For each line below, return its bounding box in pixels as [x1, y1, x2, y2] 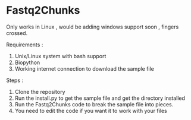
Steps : [6, 77, 24, 84]
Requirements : [6, 41, 43, 48]
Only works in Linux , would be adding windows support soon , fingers [6, 23, 179, 30]
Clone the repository [14, 88, 65, 95]
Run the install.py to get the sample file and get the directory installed [14, 94, 186, 102]
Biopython [14, 59, 40, 66]
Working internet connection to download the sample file [14, 65, 155, 72]
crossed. [6, 29, 28, 36]
